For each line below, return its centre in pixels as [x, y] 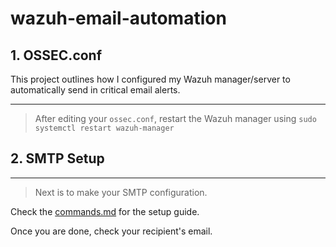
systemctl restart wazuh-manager [104, 128]
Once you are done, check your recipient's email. [111, 231]
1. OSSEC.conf [56, 55]
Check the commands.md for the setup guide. [105, 211]
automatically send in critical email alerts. [95, 90]
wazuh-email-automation [118, 18]
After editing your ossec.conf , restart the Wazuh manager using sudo [175, 118]
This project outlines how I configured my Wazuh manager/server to [150, 79]
